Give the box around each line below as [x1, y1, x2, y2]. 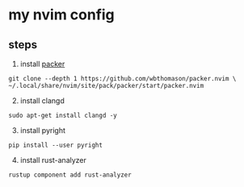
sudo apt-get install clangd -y [8, 111, 117, 119]
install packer [19, 59, 65, 69]
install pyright [19, 126, 66, 135]
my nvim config [8, 6, 115, 24]
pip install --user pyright [8, 141, 103, 149]
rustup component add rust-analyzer [8, 171, 132, 179]
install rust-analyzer [19, 156, 87, 164]
